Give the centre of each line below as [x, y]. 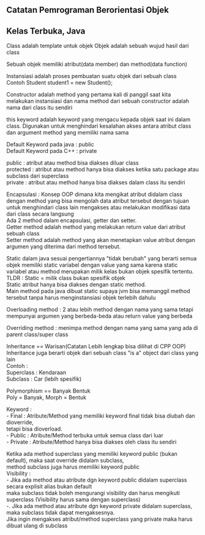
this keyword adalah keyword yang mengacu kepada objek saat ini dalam [99, 120]
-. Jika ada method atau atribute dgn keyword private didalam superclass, [99, 506]
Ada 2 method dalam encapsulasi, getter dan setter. [72, 221]
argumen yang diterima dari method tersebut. [64, 247]
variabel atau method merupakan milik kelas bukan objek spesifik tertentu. [100, 271]
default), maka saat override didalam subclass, [65, 461]
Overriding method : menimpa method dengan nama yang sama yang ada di [102, 328]
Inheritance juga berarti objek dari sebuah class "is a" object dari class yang [102, 353]
